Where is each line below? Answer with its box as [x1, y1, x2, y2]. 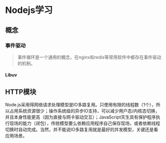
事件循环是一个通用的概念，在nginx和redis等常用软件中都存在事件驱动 [17, 54, 162, 60]
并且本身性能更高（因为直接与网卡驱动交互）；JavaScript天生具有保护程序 [5, 114, 156, 120]
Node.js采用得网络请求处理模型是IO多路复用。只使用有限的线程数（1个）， [5, 102, 156, 108]
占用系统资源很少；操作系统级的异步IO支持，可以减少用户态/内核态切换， [9, 108, 160, 114]
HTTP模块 [5, 87, 36, 96]
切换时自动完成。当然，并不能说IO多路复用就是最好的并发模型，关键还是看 [5, 127, 159, 133]
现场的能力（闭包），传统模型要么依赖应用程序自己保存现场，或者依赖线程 [9, 120, 161, 127]
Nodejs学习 [5, 4, 53, 16]
